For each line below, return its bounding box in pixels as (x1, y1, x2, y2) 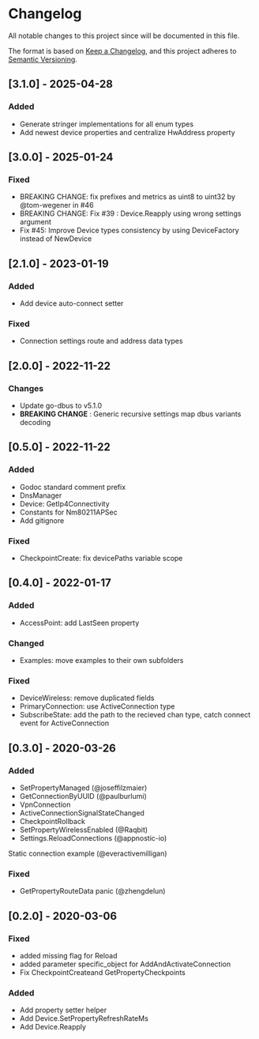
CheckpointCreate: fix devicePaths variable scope (19, 553, 183, 563)
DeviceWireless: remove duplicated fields (19, 693, 155, 703)
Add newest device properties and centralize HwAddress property (19, 127, 235, 137)
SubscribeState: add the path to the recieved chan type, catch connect (19, 710, 251, 720)
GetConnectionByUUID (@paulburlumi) (19, 791, 148, 800)
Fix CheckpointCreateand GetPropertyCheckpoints (19, 967, 186, 977)
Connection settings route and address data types (19, 337, 183, 346)
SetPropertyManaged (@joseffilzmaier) (19, 783, 148, 792)
